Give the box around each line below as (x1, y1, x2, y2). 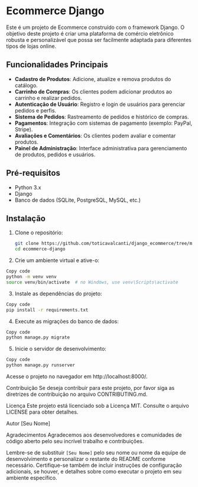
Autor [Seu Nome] (6, 420, 50, 427)
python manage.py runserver (6, 362, 76, 368)
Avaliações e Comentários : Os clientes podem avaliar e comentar (14, 132, 176, 139)
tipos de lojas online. (6, 43, 57, 50)
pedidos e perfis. (14, 107, 57, 114)
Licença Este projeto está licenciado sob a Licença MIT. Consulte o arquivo (6, 402, 189, 409)
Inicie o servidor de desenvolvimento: (14, 345, 106, 353)
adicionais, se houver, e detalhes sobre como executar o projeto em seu (6, 468, 182, 475)
